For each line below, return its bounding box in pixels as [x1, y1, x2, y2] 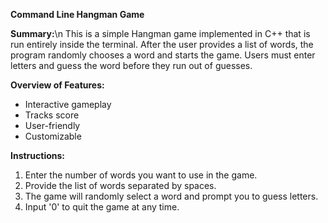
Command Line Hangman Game [10, 9, 145, 20]
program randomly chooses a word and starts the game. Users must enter [10, 49, 316, 61]
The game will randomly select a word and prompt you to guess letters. [24, 190, 319, 202]
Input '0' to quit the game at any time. [24, 201, 180, 213]
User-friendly [24, 120, 81, 131]
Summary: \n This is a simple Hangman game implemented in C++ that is [10, 28, 311, 39]
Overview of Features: [10, 79, 105, 91]
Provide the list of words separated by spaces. [24, 180, 217, 191]
